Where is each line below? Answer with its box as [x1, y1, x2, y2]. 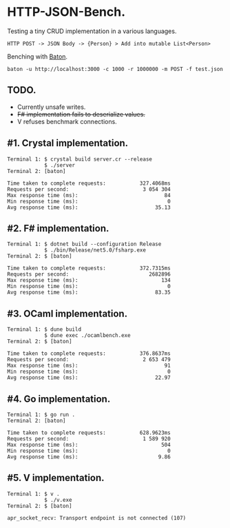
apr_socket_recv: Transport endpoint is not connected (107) [7, 514, 187, 521]
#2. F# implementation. [7, 222, 109, 234]
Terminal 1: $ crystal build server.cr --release [7, 156, 153, 163]
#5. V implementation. [7, 472, 105, 484]
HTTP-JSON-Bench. [7, 4, 126, 20]
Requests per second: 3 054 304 [7, 185, 171, 193]
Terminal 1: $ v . [7, 490, 60, 497]
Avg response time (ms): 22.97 [7, 374, 171, 381]
